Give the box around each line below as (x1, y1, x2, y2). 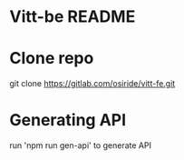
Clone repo (9, 48, 94, 69)
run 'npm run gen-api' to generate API (9, 140, 152, 151)
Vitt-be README (9, 6, 136, 27)
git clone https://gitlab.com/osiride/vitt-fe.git (9, 78, 176, 89)
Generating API (9, 110, 127, 131)
